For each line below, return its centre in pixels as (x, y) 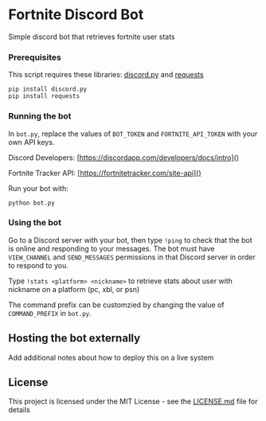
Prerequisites (35, 57)
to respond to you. (39, 265)
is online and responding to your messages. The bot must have (111, 248)
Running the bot (40, 116)
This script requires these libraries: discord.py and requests (106, 75)
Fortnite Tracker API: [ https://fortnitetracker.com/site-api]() (105, 173)
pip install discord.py (48, 89)
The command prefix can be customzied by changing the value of (116, 305)
